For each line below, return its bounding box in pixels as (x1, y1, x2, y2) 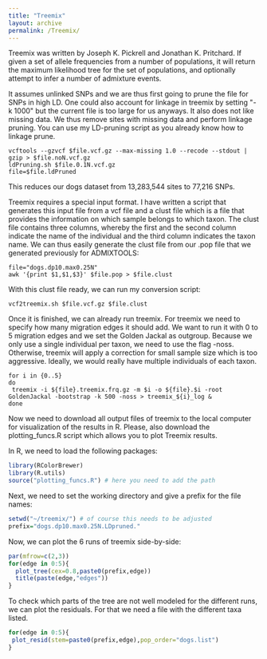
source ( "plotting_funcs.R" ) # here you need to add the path (8, 476, 216, 485)
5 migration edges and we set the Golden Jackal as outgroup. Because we (8, 331, 253, 341)
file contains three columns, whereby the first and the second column (8, 223, 237, 232)
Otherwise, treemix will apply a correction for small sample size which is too (8, 348, 257, 357)
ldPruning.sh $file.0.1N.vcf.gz (8, 161, 116, 169)
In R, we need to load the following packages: (8, 446, 158, 456)
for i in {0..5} (8, 372, 62, 380)
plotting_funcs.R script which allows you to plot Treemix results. (8, 431, 218, 440)
